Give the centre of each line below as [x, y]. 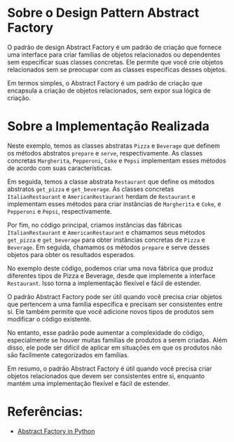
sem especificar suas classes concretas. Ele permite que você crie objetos [115, 62]
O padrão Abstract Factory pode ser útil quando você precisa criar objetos [115, 296]
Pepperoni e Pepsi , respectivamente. [60, 211]
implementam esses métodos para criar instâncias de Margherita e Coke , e [115, 204]
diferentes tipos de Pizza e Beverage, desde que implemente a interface [111, 275]
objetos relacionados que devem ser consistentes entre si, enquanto [106, 375]
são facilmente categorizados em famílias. [68, 354]
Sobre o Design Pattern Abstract [103, 13]
